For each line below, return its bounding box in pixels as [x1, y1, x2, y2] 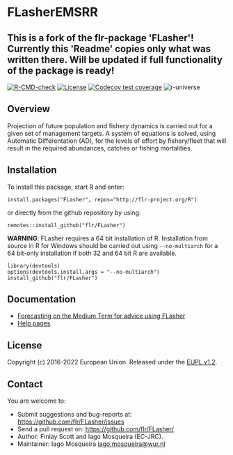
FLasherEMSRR [7, 4, 99, 20]
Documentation [7, 293, 77, 305]
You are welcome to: [7, 396, 66, 405]
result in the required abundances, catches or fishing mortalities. [7, 144, 193, 152]
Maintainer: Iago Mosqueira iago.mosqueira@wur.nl [17, 440, 166, 448]
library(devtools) [7, 262, 61, 269]
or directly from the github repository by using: [7, 208, 141, 217]
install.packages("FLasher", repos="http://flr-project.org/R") [7, 196, 198, 203]
